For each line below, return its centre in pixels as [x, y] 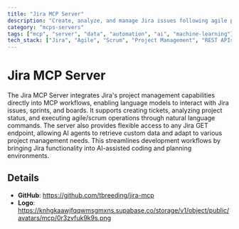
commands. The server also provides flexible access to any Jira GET [108, 126]
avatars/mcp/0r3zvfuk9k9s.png [64, 218]
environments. [28, 156]
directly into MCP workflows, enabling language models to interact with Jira [118, 103]
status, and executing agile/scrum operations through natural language [111, 118]
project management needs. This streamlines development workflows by [114, 141]
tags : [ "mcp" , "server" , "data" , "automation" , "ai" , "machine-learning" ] [121, 34]
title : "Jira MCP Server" [46, 14]
